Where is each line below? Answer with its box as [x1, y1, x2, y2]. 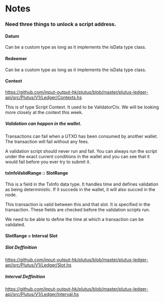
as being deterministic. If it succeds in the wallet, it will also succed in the [5, 186, 156, 192]
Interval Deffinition [5, 274, 45, 280]
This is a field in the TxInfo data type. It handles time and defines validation [5, 181, 159, 187]
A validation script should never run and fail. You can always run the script [5, 148, 158, 154]
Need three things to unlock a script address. [5, 21, 117, 28]
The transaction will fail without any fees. [5, 138, 89, 144]
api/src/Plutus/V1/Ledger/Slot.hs [5, 262, 72, 268]
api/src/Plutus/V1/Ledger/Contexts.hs [5, 94, 82, 100]
